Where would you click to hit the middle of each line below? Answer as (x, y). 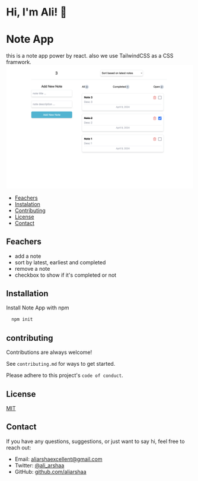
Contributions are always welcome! (49, 352)
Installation (27, 294)
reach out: (19, 447)
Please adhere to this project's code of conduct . (65, 375)
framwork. (19, 62)
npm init (22, 319)
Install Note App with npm (38, 308)
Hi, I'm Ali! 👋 (36, 12)
